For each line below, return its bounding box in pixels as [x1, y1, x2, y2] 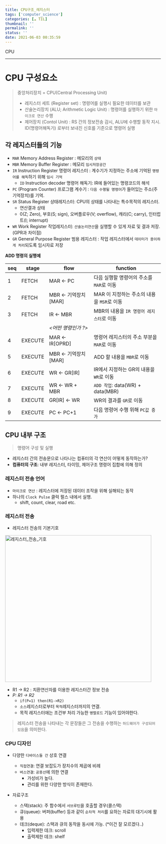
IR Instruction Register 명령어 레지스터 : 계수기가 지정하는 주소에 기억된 [12, 167, 152, 173]
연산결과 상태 [19, 205, 45, 211]
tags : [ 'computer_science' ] [5, 12, 63, 17]
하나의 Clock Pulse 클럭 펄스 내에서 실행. [12, 494, 92, 500]
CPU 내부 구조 [5, 431, 46, 440]
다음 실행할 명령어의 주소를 [93, 274, 153, 281]
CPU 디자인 [5, 740, 31, 747]
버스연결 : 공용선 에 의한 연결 [19, 769, 69, 775]
